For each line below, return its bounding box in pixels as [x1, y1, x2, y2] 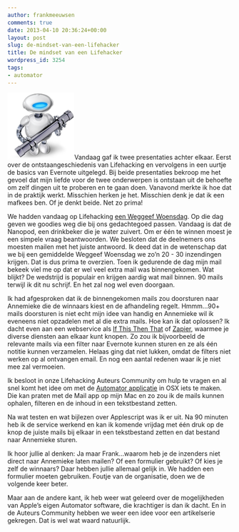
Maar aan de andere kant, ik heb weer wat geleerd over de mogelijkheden [7, 493, 225, 502]
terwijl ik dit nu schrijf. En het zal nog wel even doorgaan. [7, 280, 176, 289]
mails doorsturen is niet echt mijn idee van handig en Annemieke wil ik [7, 309, 214, 317]
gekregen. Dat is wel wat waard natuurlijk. [7, 516, 131, 524]
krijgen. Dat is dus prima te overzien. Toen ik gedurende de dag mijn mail [7, 257, 223, 266]
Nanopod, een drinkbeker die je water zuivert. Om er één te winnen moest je [7, 227, 233, 235]
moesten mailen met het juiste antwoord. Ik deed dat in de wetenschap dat [7, 242, 227, 251]
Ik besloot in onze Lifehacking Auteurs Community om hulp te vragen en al [7, 376, 227, 384]
